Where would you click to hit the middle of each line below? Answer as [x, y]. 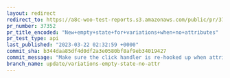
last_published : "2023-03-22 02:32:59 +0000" [72, 45]
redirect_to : [25, 20]
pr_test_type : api [33, 39]
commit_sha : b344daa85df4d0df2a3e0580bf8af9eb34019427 [87, 52]
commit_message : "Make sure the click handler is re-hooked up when [106, 58]
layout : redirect [31, 13]
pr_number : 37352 [31, 26]
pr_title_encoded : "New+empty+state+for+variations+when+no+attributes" [113, 32]
